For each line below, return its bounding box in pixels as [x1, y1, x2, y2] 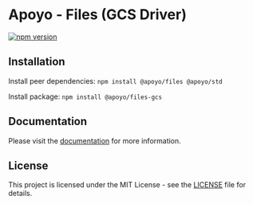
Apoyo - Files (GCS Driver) [8, 6, 188, 24]
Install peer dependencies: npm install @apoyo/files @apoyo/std [8, 76, 223, 85]
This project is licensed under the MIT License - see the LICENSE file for [8, 180, 246, 190]
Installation [8, 55, 65, 69]
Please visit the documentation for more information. [8, 135, 181, 145]
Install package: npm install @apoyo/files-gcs [8, 92, 162, 101]
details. [8, 189, 33, 198]
